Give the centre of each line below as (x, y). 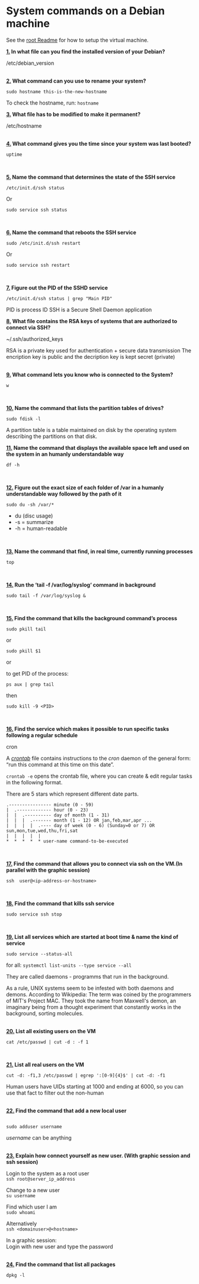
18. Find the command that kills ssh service (60, 903)
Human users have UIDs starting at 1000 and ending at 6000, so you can (95, 1086)
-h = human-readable (41, 528)
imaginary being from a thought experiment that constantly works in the (94, 1007)
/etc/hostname (24, 125)
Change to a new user (33, 1190)
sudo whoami (21, 1212)
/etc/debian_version (30, 63)
